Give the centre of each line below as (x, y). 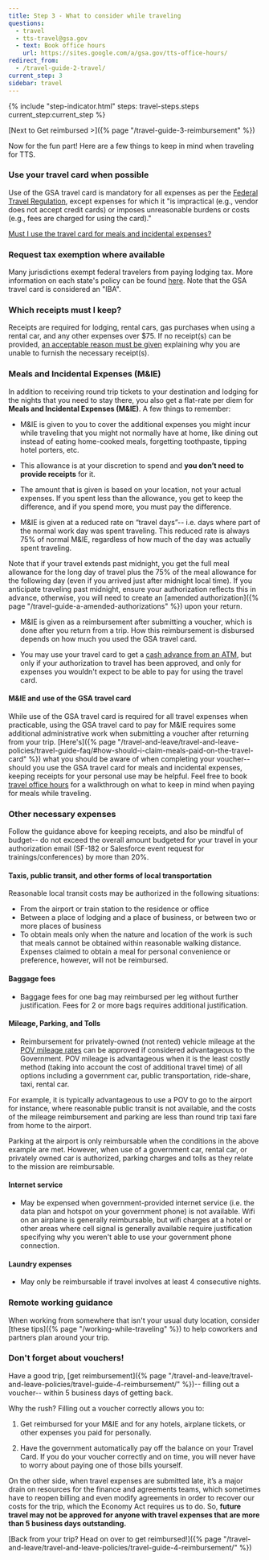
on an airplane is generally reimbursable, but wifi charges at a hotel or (135, 1220)
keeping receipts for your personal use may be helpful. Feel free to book (128, 776)
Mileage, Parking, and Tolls (55, 1024)
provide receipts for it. (58, 474)
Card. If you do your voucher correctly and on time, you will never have (137, 1456)
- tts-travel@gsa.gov (52, 38)
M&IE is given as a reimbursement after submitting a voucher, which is (136, 622)
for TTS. (22, 154)
